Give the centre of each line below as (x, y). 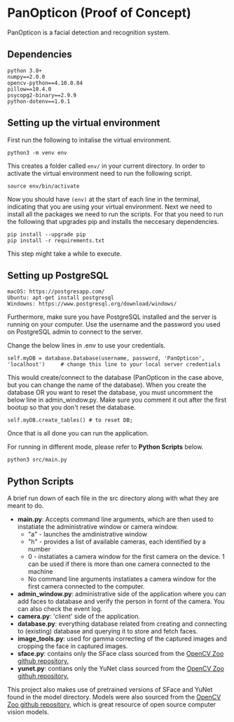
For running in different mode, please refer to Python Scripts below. (105, 447)
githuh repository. (43, 676)
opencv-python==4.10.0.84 (45, 83)
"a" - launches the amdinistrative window (88, 534)
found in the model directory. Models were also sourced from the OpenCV (114, 697)
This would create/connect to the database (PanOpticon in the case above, (116, 378)
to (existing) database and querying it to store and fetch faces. (108, 631)
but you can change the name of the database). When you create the (107, 385)
